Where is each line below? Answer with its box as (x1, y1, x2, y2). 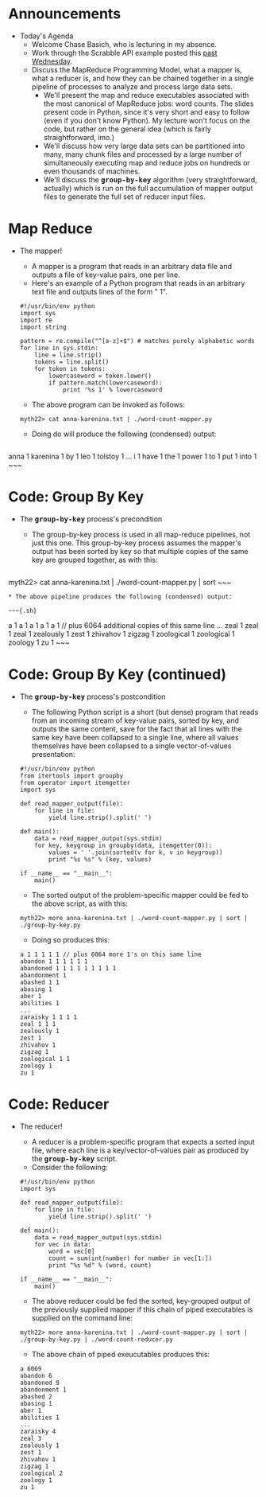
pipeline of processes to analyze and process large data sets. (31, 81, 233, 92)
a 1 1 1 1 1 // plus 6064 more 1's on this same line (19, 950, 202, 958)
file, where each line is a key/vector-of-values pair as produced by (31, 1145, 249, 1155)
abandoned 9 (19, 1379, 60, 1387)
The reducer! (19, 1122, 63, 1131)
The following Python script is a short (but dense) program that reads (31, 707, 259, 716)
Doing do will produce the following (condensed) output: (31, 429, 217, 439)
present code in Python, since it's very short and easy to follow (43, 107, 250, 116)
